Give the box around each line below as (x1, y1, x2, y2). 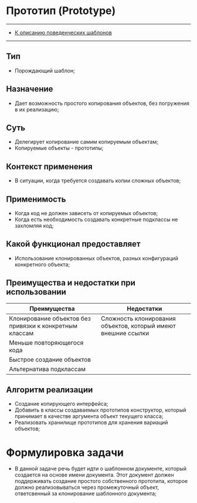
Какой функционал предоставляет (6, 239, 141, 249)
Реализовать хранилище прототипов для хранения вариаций (14, 419, 168, 426)
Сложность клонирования (100, 314, 176, 322)
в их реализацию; (14, 106, 60, 113)
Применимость (6, 194, 66, 204)
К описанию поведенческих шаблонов (14, 29, 113, 36)
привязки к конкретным (9, 321, 78, 329)
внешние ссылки (100, 329, 150, 337)
